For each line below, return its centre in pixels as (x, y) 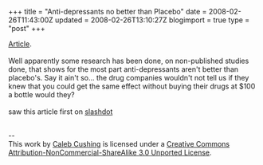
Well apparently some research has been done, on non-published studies (129, 61)
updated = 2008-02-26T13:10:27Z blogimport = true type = (152, 20)
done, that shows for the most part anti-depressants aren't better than (124, 69)
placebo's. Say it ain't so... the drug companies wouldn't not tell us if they (129, 78)
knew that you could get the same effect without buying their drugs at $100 (132, 86)
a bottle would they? (41, 94)
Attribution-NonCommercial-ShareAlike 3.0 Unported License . (110, 152)
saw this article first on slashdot (61, 112)
